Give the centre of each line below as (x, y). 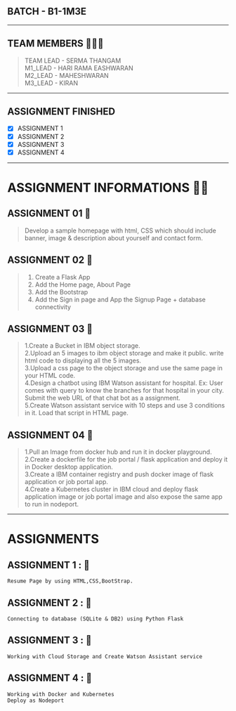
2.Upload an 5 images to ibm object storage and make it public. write (124, 353)
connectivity (53, 307)
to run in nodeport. (52, 504)
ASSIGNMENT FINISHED (61, 112)
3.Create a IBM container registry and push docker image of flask (119, 474)
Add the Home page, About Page (83, 285)
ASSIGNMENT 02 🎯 (50, 260)
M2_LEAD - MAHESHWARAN (66, 75)
